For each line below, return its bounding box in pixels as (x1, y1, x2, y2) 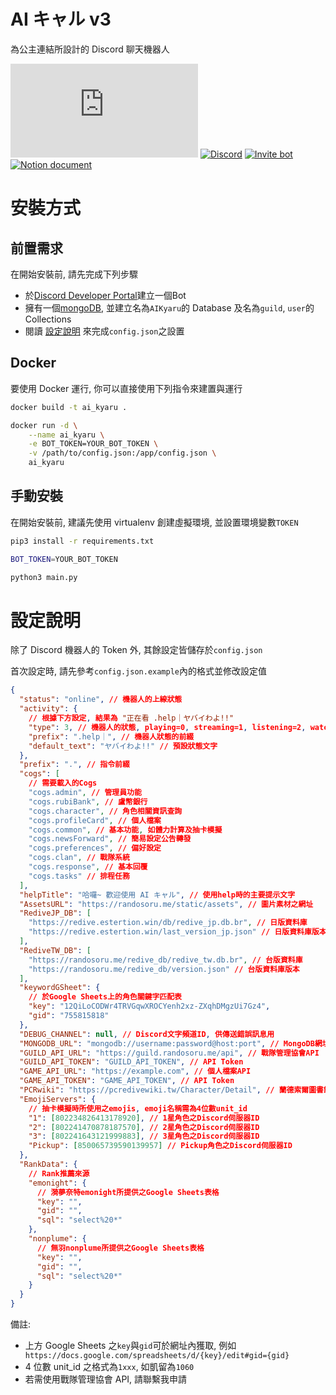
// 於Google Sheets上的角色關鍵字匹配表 (28, 992, 183, 1002)
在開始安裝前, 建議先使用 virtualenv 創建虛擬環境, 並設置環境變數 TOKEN (10, 516, 299, 528)
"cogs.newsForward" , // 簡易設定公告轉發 (28, 834, 192, 844)
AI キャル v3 (10, 8, 112, 31)
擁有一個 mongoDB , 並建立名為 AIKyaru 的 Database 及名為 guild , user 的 (24, 301, 315, 314)
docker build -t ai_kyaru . (10, 402, 128, 412)
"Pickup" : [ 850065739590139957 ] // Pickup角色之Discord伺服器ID (28, 1141, 293, 1151)
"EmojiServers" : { (19, 1094, 97, 1104)
